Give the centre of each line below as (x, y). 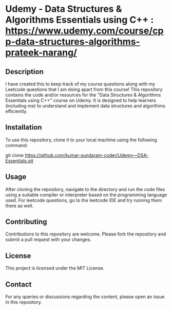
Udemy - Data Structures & (64, 9)
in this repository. (24, 302)
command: (17, 145)
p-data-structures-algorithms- (73, 42)
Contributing (26, 222)
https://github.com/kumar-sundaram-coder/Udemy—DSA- (87, 155)
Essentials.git (19, 160)
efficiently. (16, 111)
